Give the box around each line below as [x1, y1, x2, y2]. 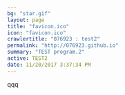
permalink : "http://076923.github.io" [7, 42, 119, 49]
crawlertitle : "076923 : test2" [7, 36, 100, 43]
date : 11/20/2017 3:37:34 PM [7, 61, 91, 68]
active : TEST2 [7, 55, 48, 62]
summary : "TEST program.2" [7, 49, 85, 56]
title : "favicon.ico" [7, 23, 70, 30]
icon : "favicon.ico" [7, 29, 67, 36]
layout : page [7, 17, 45, 23]
